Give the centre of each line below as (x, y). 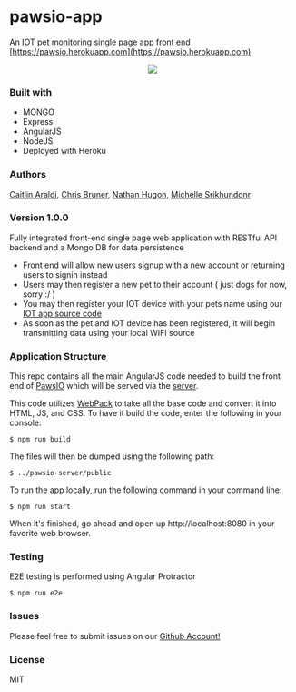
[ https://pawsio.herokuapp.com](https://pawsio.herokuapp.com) (130, 51)
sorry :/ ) (39, 294)
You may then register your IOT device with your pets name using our (153, 303)
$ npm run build (40, 440)
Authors (28, 175)
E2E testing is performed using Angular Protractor (103, 576)
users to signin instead (65, 274)
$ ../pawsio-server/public (60, 473)
